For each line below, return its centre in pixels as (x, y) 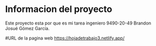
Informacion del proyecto (59, 9)
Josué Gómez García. (27, 28)
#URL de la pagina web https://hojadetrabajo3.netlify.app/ (65, 38)
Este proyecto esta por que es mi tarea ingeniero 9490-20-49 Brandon (78, 23)
